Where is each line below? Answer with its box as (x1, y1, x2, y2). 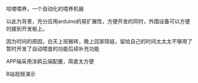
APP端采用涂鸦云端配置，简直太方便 (6, 58, 95, 65)
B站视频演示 (6, 71, 36, 77)
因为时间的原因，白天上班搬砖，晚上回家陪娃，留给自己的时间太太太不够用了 (6, 38, 193, 44)
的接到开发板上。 (6, 25, 48, 32)
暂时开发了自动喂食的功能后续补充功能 (6, 45, 99, 52)
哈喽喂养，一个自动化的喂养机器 (6, 5, 84, 12)
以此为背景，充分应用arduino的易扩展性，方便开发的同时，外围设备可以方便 (6, 18, 190, 25)
